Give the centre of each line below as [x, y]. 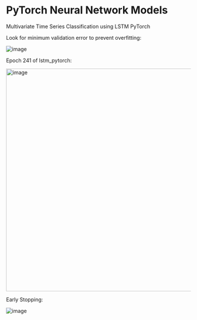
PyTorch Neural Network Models [87, 10]
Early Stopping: [25, 300]
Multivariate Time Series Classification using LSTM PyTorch [78, 26]
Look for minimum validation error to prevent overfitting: [74, 37]
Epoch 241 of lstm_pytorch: [39, 60]
